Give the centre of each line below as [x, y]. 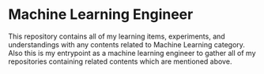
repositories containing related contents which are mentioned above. [120, 61]
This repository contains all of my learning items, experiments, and [117, 36]
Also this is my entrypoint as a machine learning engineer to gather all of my [132, 53]
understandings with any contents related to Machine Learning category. [126, 44]
